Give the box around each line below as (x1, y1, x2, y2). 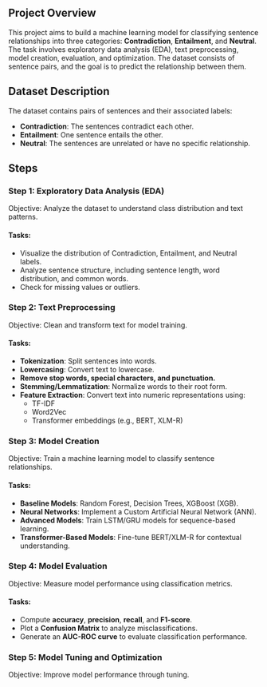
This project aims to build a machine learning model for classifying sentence (8, 27, 259, 37)
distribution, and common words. (19, 273, 129, 283)
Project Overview (8, 6, 96, 20)
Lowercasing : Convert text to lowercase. (19, 365, 155, 375)
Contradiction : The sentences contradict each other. (19, 121, 194, 131)
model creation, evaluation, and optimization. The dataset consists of (8, 53, 235, 62)
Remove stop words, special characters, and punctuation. (19, 373, 216, 383)
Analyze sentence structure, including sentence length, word (19, 265, 221, 275)
